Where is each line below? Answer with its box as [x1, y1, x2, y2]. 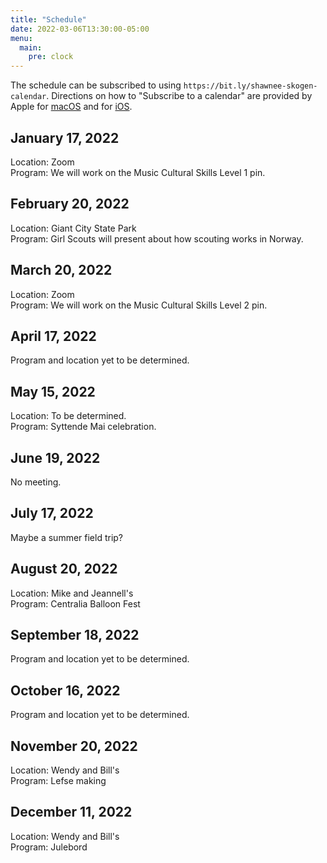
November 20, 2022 [10, 737, 138, 755]
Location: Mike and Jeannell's [10, 587, 134, 599]
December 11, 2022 [10, 804, 133, 821]
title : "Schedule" [10, 14, 87, 25]
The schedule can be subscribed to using [10, 79, 182, 91]
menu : [10, 33, 33, 43]
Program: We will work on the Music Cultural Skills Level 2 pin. [10, 299, 268, 311]
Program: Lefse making [10, 775, 107, 787]
